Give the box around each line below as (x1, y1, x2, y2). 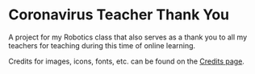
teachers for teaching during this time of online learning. (8, 40, 196, 50)
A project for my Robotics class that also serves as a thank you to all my (8, 32, 248, 42)
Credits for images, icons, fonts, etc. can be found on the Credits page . (8, 56, 245, 66)
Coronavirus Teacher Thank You (8, 6, 230, 24)
